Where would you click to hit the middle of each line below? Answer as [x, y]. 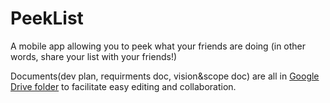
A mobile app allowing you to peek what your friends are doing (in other [158, 46]
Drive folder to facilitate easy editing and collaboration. [123, 86]
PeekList [47, 18]
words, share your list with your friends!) [94, 56]
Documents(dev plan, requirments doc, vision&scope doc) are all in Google [165, 76]
